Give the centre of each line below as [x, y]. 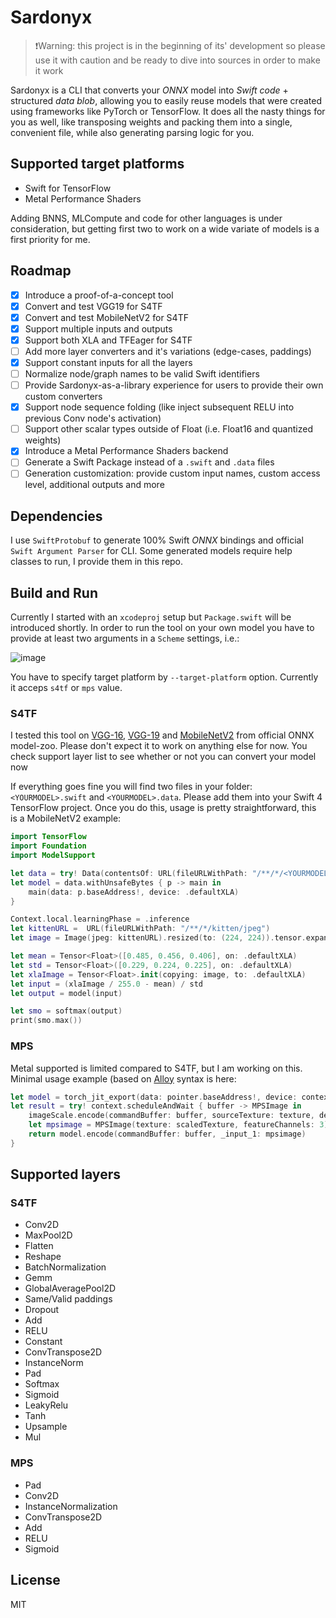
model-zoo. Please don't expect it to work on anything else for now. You [159, 746]
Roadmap [41, 271]
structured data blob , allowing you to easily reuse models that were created [166, 100]
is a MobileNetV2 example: [66, 818]
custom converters [63, 397]
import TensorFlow [48, 837]
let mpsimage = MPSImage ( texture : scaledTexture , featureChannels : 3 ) [178, 1125]
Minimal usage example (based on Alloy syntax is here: [123, 1078]
